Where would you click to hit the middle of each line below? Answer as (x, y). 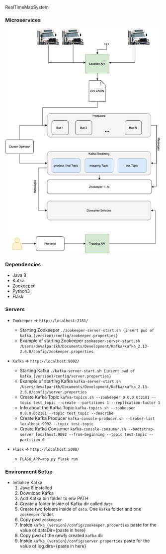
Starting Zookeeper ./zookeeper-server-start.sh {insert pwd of (87, 330)
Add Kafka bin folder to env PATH (54, 499)
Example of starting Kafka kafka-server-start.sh (70, 381)
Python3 (21, 291)
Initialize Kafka (27, 483)
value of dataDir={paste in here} (53, 530)
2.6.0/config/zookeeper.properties (56, 352)
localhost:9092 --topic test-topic (56, 424)
